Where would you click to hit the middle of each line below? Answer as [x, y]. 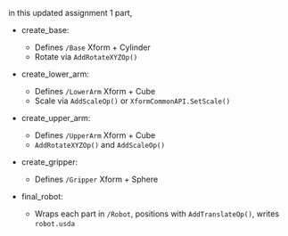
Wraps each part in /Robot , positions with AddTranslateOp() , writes [157, 214]
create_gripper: [49, 162]
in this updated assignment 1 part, [70, 13]
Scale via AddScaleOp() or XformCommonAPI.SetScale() [132, 101]
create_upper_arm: [56, 118]
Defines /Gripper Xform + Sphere [96, 179]
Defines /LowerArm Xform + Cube [95, 91]
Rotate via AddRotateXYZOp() [86, 57]
